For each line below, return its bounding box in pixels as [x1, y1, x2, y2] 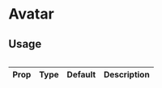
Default [66, 69, 96, 80]
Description [104, 69, 150, 80]
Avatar [8, 5, 54, 23]
